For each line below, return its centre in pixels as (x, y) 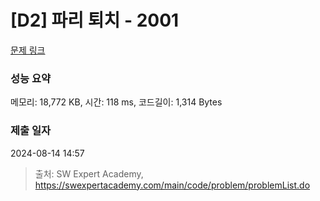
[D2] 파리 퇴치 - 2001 (95, 20)
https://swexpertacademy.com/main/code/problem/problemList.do (172, 185)
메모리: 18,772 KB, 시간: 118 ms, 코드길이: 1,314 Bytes (116, 102)
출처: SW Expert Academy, (89, 173)
